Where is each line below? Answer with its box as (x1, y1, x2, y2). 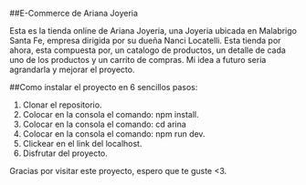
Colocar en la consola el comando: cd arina (22, 118, 187, 129)
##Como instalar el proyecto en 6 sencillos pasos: (9, 82, 198, 92)
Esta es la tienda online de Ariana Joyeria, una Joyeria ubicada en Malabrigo (9, 26, 297, 36)
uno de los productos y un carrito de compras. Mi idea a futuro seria (9, 55, 267, 65)
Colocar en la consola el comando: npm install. (22, 109, 199, 119)
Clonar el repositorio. (22, 99, 102, 110)
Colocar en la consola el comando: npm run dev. (22, 128, 206, 139)
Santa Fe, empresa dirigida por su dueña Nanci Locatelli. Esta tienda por (9, 36, 281, 46)
